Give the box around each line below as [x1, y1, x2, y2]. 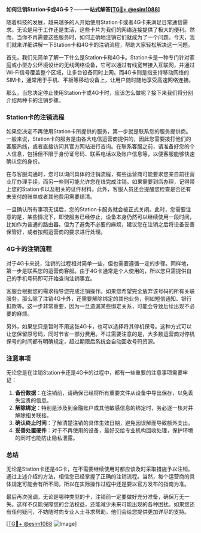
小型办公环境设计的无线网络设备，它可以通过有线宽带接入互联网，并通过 [16, 61, 195, 68]
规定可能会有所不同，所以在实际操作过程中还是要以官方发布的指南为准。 [11, 480, 190, 488]
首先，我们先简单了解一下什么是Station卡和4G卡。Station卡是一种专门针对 [6, 54, 190, 61]
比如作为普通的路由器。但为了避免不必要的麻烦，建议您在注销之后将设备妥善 [6, 221, 195, 228]
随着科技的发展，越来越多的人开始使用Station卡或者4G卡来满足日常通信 [6, 19, 183, 26]
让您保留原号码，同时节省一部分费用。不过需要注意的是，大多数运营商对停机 [6, 330, 195, 337]
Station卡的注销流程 [6, 113, 65, 121]
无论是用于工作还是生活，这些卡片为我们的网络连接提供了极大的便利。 [16, 26, 190, 33]
